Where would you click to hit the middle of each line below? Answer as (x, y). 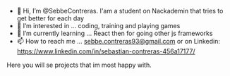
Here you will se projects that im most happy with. (79, 65)
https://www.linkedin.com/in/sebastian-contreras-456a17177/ (106, 51)
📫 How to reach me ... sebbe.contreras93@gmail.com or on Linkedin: (118, 41)
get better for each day (50, 18)
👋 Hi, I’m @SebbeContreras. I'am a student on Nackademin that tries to (120, 11)
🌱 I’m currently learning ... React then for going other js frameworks (115, 33)
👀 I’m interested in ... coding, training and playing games (98, 26)
